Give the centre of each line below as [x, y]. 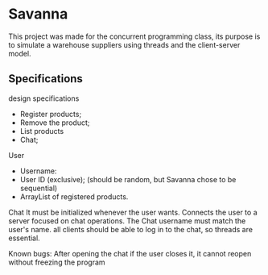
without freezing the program [57, 262]
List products [42, 131]
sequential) [39, 188]
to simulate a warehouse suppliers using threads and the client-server [124, 44]
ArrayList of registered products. [74, 196]
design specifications [44, 98]
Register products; [51, 114]
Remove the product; [55, 123]
